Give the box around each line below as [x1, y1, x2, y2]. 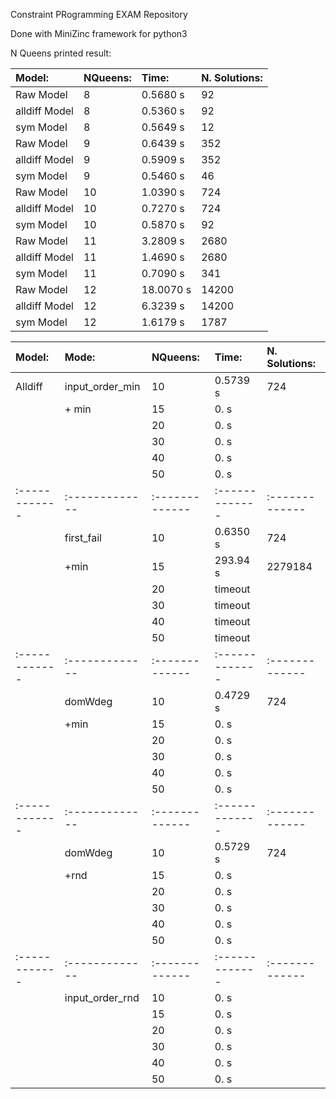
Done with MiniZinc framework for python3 [10, 28, 188, 39]
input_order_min [64, 380, 141, 393]
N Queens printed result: [10, 47, 112, 59]
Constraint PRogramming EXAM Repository [10, 9, 188, 20]
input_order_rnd [64, 991, 140, 1004]
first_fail [64, 531, 102, 544]
